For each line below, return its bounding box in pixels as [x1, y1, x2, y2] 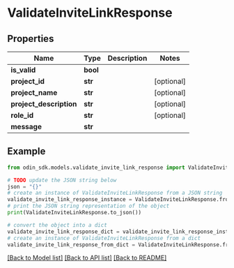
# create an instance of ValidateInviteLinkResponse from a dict [7, 234, 201, 241]
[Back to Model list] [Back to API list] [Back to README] [7, 253, 167, 262]
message [10, 122, 42, 131]
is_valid [10, 65, 36, 75]
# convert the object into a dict [7, 221, 108, 228]
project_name [10, 88, 58, 97]
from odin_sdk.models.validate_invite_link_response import [7, 164, 186, 171]
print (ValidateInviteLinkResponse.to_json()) [7, 209, 141, 216]
